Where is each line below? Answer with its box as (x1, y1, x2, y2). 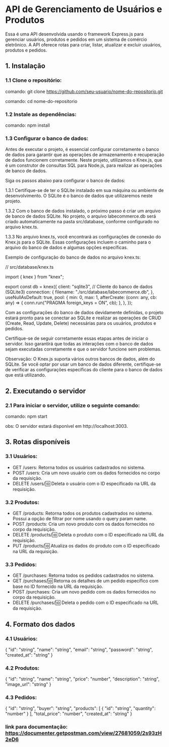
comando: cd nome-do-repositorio (5, 98, 78, 104)
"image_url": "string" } (5, 681, 51, 687)
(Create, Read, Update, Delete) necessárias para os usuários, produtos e (5, 320, 156, 326)
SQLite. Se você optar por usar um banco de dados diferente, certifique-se (5, 361, 161, 367)
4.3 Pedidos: (5, 694, 37, 701)
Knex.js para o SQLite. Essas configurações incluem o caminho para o (5, 239, 151, 245)
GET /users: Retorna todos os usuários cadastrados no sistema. (12, 464, 145, 470)
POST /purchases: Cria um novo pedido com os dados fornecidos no (12, 589, 156, 595)
